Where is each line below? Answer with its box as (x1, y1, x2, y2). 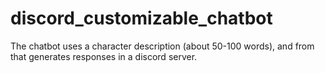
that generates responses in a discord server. (10, 50, 198, 62)
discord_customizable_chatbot (10, 7, 273, 30)
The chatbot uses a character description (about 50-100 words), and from (10, 40, 315, 52)
